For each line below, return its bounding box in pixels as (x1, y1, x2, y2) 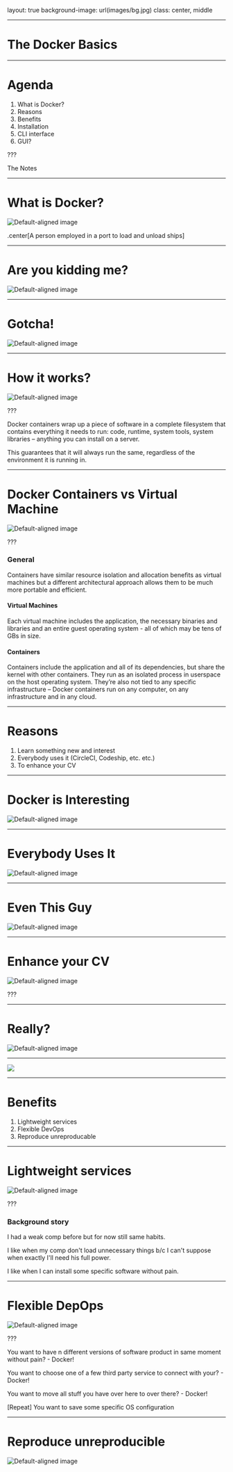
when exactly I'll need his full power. (7, 1254, 111, 1262)
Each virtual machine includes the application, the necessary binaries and (7, 617, 218, 625)
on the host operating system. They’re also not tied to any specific (7, 678, 196, 686)
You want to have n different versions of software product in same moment (7, 1348, 221, 1356)
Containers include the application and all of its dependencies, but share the (7, 663, 225, 672)
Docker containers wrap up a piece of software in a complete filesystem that (7, 420, 226, 428)
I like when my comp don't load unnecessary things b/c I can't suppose (7, 1246, 212, 1254)
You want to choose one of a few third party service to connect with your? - (7, 1369, 224, 1377)
